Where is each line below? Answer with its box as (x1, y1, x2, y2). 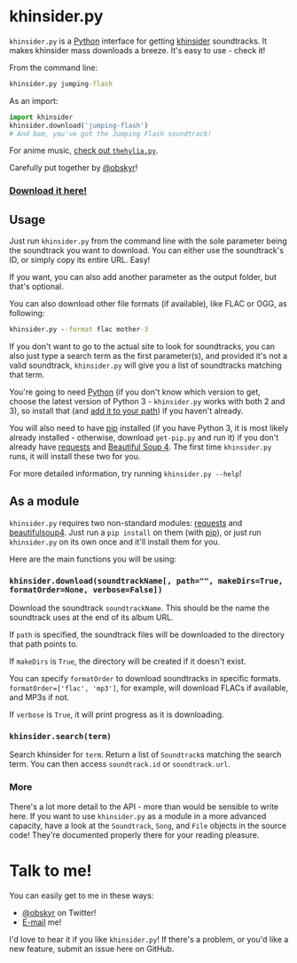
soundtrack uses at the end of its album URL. (9, 612, 175, 623)
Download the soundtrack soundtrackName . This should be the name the (9, 602, 270, 614)
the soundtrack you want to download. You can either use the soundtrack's (9, 245, 285, 256)
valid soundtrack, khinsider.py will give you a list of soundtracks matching (9, 360, 282, 370)
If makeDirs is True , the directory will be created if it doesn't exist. (9, 656, 246, 667)
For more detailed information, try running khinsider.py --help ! (9, 468, 242, 479)
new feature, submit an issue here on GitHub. (9, 943, 175, 954)
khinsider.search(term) (9, 731, 113, 742)
